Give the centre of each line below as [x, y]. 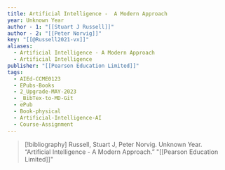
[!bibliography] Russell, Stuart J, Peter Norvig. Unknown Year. [113, 144]
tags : [15, 72]
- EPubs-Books [34, 85]
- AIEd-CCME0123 [37, 79]
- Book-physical [37, 111]
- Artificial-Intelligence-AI [57, 118]
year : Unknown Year [36, 20]
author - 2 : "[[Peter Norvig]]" [54, 33]
